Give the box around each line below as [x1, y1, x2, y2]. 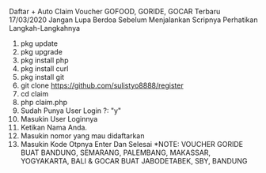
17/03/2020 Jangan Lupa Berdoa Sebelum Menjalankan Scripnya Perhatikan [9, 15, 258, 24]
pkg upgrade [20, 47, 63, 56]
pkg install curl [20, 64, 69, 73]
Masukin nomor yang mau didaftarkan [20, 131, 145, 141]
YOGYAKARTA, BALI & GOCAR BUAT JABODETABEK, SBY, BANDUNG [20, 156, 248, 165]
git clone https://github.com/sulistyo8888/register [20, 81, 184, 90]
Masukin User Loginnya [20, 115, 98, 123]
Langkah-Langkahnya [9, 24, 81, 32]
